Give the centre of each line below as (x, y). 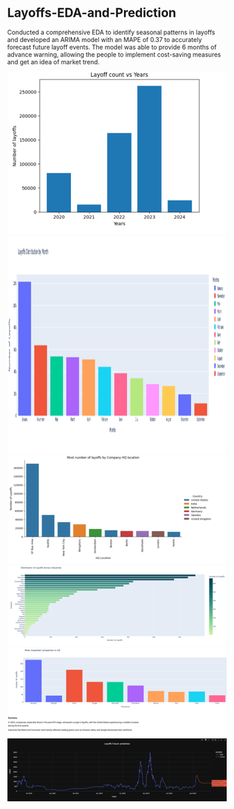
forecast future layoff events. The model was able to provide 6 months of (112, 47)
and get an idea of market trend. (53, 61)
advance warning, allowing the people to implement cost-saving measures (114, 54)
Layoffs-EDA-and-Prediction (92, 13)
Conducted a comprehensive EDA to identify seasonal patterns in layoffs (111, 32)
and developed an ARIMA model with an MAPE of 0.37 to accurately (104, 39)
